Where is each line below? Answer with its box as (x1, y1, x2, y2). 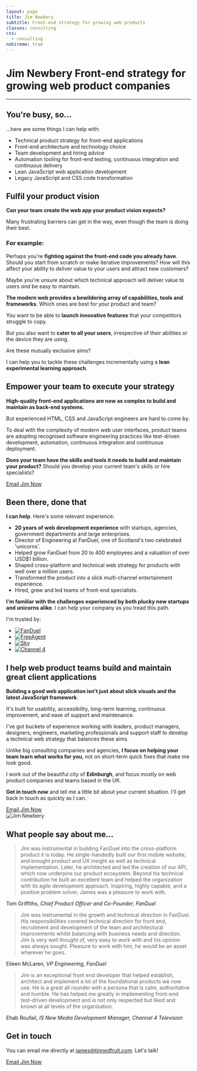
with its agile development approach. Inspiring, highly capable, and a (20, 882, 187, 889)
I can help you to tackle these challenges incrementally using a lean (6, 358, 170, 365)
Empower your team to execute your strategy (6, 381, 175, 391)
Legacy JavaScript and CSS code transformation (14, 174, 133, 181)
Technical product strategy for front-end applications (14, 136, 144, 144)
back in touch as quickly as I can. (6, 795, 87, 802)
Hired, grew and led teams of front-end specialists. (14, 587, 138, 594)
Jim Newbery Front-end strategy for (6, 67, 186, 80)
